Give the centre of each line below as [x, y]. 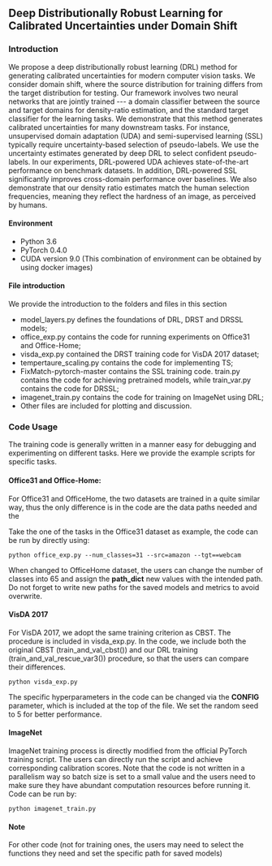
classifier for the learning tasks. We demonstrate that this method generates [136, 118]
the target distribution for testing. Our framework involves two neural [123, 93]
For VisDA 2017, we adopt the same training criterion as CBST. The [120, 632]
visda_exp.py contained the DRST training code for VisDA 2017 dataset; [140, 354]
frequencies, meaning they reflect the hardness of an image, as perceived [132, 196]
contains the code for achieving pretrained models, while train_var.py [136, 380]
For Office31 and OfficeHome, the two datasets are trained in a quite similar [134, 498]
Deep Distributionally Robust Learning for [116, 13]
